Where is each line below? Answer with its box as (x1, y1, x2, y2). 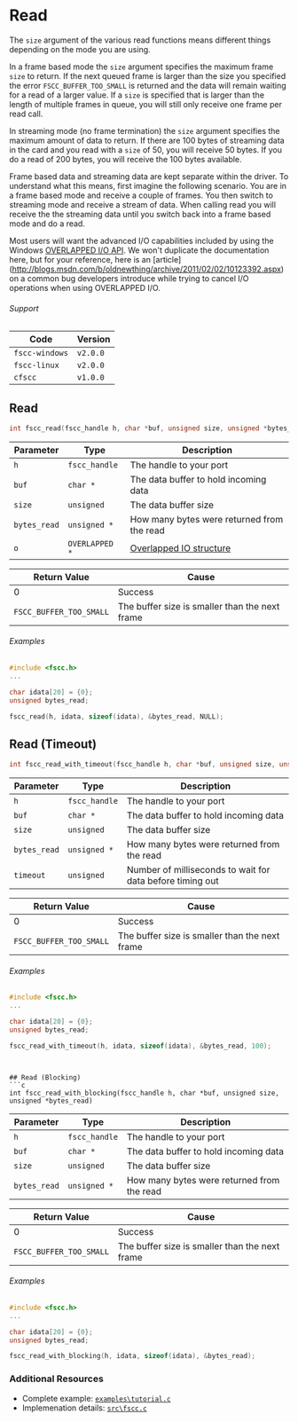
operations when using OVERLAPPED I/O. (9, 282, 161, 293)
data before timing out (126, 875, 219, 887)
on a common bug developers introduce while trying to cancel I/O (9, 272, 250, 284)
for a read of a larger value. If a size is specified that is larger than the (9, 90, 264, 100)
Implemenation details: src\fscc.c (21, 1402, 148, 1413)
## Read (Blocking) (9, 1072, 82, 1082)
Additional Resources (9, 1372, 104, 1385)
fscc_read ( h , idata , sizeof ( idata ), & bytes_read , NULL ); (9, 711, 224, 721)
